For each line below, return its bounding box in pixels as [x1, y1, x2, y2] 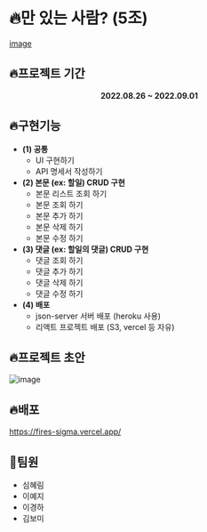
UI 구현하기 [35, 155, 76, 165]
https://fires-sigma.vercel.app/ [9, 426, 122, 437]
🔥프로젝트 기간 [9, 66, 86, 81]
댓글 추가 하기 [35, 266, 84, 277]
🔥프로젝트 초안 [9, 350, 86, 365]
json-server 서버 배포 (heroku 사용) [35, 310, 162, 321]
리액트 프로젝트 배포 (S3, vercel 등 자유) [35, 321, 175, 332]
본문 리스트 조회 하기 [35, 188, 107, 198]
